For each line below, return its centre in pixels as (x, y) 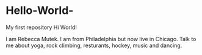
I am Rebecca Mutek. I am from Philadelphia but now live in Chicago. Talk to (101, 39)
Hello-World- (40, 11)
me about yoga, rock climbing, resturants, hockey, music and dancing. (94, 45)
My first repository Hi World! (41, 27)
